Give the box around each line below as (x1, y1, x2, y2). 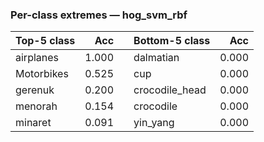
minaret (15, 116, 52, 130)
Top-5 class (15, 34, 76, 48)
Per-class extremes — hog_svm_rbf (10, 8, 188, 22)
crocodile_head (133, 83, 207, 97)
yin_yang (133, 116, 175, 130)
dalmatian (133, 51, 180, 65)
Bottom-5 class (133, 34, 211, 48)
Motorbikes (15, 67, 69, 81)
